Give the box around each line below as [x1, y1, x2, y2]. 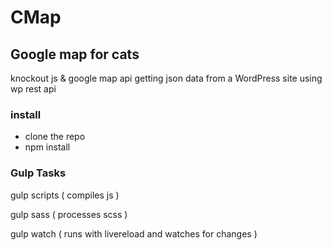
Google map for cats [10, 46, 140, 63]
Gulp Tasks [10, 166, 67, 180]
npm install [24, 141, 71, 153]
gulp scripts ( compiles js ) [10, 189, 120, 201]
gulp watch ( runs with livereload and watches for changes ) [10, 227, 258, 240]
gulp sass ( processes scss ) [10, 208, 128, 220]
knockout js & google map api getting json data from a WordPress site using [10, 72, 323, 84]
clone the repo [24, 131, 86, 143]
